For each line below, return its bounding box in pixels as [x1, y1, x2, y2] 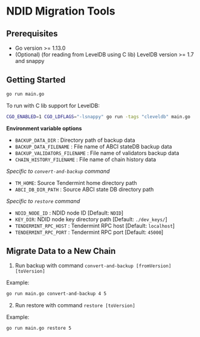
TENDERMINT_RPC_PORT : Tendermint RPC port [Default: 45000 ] [15, 229, 164, 236]
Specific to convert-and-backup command [6, 167, 110, 175]
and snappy [15, 58, 45, 64]
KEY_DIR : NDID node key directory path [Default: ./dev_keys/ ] [15, 215, 167, 222]
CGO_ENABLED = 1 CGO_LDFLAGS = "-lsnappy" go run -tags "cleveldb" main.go [6, 113, 190, 119]
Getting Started [6, 75, 66, 85]
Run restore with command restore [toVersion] [15, 302, 136, 309]
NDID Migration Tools [6, 4, 116, 18]
